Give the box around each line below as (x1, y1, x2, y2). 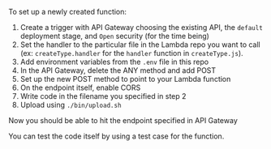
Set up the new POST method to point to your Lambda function (19, 74, 231, 83)
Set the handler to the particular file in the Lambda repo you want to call (19, 40, 261, 49)
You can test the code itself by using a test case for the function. (8, 131, 225, 141)
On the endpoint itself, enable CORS (19, 83, 141, 92)
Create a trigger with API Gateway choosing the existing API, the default (19, 23, 264, 32)
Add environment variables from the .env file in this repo (19, 57, 209, 66)
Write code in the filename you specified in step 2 (19, 92, 187, 100)
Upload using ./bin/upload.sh (19, 100, 122, 109)
